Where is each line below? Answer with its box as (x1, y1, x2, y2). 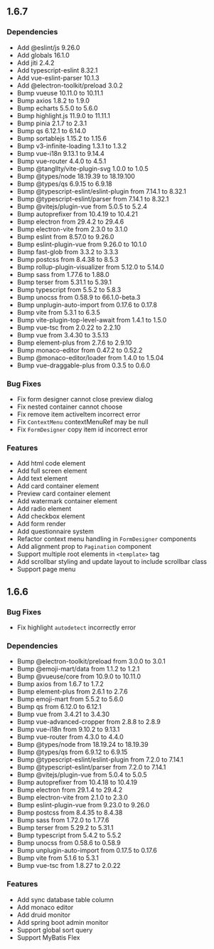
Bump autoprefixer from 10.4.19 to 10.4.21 (16, 209, 138, 218)
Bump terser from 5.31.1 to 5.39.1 (16, 278, 112, 286)
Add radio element (16, 505, 72, 513)
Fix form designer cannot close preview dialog (16, 394, 154, 403)
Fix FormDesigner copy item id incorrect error (16, 425, 149, 434)
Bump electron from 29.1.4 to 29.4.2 (16, 786, 122, 795)
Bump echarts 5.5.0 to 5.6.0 (16, 103, 98, 112)
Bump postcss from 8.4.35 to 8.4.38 (16, 808, 123, 817)
